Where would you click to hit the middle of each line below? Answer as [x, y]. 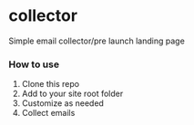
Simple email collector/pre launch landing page [97, 41]
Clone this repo [50, 84]
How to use [34, 64]
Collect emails [48, 113]
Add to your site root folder [72, 94]
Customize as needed [62, 103]
